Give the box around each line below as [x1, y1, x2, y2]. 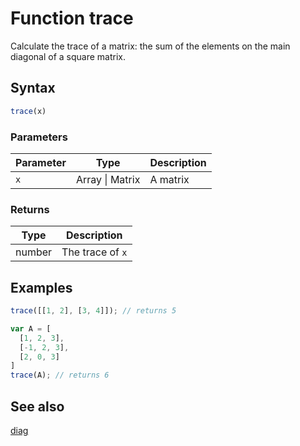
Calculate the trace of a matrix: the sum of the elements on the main [10, 40, 291, 52]
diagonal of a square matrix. [10, 50, 126, 62]
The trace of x [61, 245, 128, 259]
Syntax [10, 80, 56, 97]
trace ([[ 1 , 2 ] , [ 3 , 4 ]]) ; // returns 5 [10, 306, 177, 316]
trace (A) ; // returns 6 [10, 370, 110, 381]
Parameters [10, 130, 68, 144]
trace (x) [10, 106, 47, 116]
